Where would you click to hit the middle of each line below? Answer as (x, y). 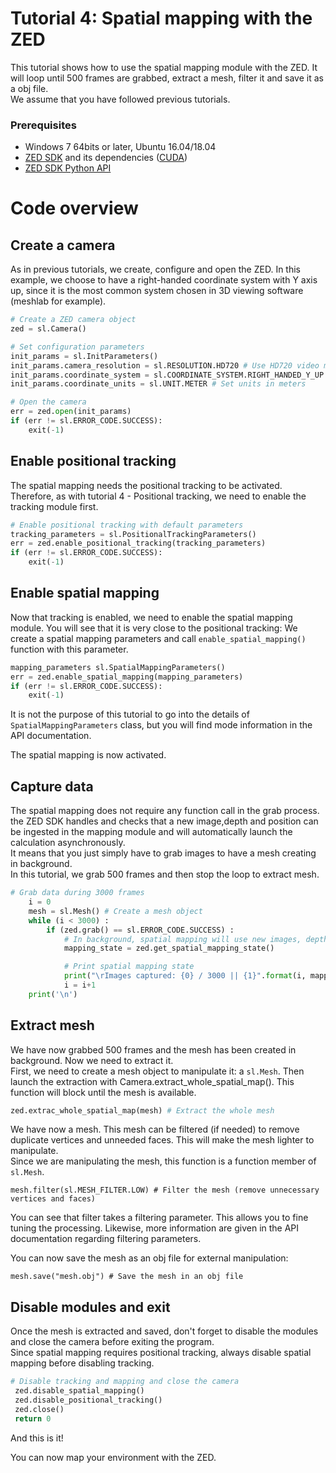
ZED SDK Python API (68, 168)
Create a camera (63, 245)
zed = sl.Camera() (48, 329)
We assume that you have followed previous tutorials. (120, 99)
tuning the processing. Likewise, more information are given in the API (155, 1228)
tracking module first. (54, 506)
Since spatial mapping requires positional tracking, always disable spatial (161, 1353)
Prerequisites (43, 125)
